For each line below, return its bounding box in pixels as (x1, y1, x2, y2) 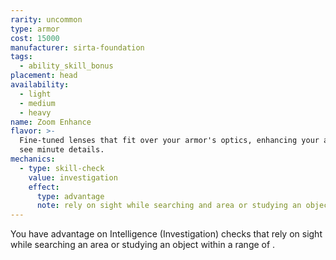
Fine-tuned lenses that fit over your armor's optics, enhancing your (19, 136, 320, 146)
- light (19, 89, 52, 99)
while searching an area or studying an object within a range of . (10, 239, 276, 251)
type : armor (10, 24, 60, 34)
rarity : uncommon (10, 14, 83, 25)
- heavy (19, 107, 52, 118)
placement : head (10, 71, 78, 81)
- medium (19, 98, 56, 108)
